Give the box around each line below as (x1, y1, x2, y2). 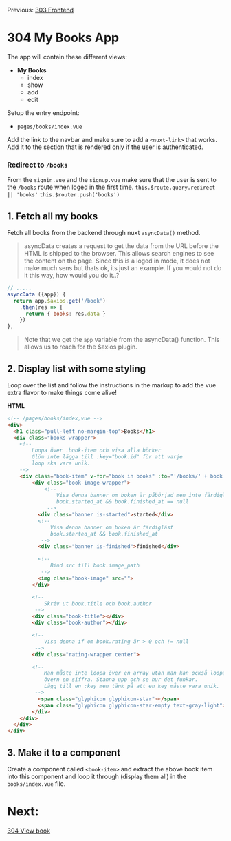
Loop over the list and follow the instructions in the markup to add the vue (7, 381, 217, 389)
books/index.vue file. (7, 780, 66, 788)
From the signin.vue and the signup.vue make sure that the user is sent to (7, 176, 217, 184)
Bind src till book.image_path (50, 562, 140, 569)
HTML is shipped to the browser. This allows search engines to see (23, 250, 214, 258)
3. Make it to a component (7, 747, 121, 758)
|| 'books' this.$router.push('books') (7, 192, 120, 199)
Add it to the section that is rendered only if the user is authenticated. (7, 143, 204, 151)
